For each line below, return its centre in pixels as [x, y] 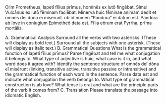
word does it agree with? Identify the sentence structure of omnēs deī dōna [82, 64]
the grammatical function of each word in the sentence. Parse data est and [82, 74]
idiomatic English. [23, 95]
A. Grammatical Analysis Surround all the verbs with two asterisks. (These [81, 37]
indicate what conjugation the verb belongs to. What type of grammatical [80, 79]
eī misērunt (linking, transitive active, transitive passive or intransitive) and [81, 69]
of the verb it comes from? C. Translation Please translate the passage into [81, 90]
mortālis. [14, 28]
